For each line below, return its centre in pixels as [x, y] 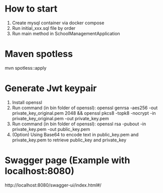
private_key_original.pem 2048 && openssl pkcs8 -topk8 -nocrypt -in [84, 113]
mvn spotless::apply [25, 68]
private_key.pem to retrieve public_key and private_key [69, 140]
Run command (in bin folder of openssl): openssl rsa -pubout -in [79, 124]
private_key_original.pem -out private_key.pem [61, 118]
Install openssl [27, 102]
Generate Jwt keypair [51, 88]
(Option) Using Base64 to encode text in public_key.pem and [75, 134]
